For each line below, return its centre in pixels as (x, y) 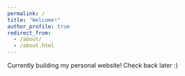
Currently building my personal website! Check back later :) (92, 65)
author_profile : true (39, 26)
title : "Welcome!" (34, 20)
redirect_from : (29, 33)
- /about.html (34, 46)
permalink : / (26, 13)
